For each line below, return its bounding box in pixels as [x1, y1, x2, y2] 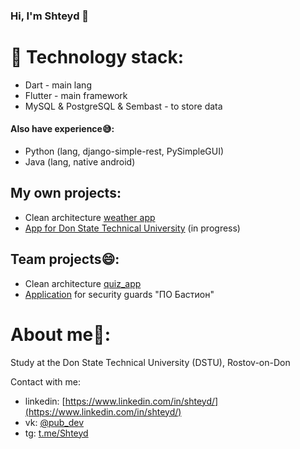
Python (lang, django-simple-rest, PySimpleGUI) [24, 145, 225, 158]
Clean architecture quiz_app [24, 277, 142, 289]
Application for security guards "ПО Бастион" [24, 288, 215, 300]
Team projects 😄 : [10, 251, 120, 268]
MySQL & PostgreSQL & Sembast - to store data [24, 100, 223, 112]
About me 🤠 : [10, 323, 112, 346]
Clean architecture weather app [24, 211, 156, 223]
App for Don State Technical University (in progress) [24, 222, 241, 234]
